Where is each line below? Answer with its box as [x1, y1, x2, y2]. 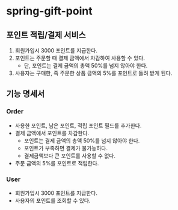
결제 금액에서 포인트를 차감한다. [14, 129, 89, 136]
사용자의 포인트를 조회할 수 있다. [14, 197, 91, 204]
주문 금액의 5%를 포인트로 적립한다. [14, 159, 99, 167]
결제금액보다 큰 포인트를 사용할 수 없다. [23, 152, 116, 159]
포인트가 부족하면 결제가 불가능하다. [23, 144, 108, 151]
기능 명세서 [6, 89, 45, 99]
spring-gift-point [6, 4, 93, 18]
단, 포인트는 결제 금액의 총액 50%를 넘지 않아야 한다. [23, 62, 148, 69]
